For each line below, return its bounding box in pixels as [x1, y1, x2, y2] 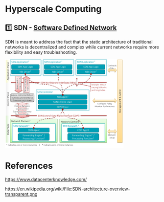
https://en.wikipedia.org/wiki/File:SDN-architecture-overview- [5, 186, 130, 192]
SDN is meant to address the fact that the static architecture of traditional [5, 39, 153, 45]
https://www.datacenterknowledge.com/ [5, 176, 87, 182]
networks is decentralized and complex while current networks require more [5, 44, 159, 50]
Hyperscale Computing [5, 3, 102, 15]
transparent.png [5, 191, 38, 197]
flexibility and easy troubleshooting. [5, 49, 77, 55]
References [5, 160, 53, 172]
